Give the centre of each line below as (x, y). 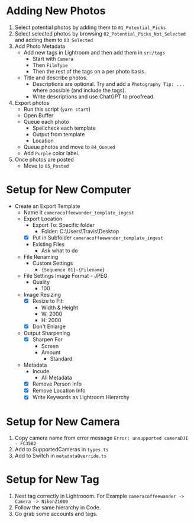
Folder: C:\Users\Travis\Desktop (80, 231)
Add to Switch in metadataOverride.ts (61, 456)
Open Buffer (38, 115)
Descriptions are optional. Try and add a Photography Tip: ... (109, 84)
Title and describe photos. (55, 78)
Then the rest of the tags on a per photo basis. (89, 71)
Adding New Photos (56, 11)
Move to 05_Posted (46, 166)
